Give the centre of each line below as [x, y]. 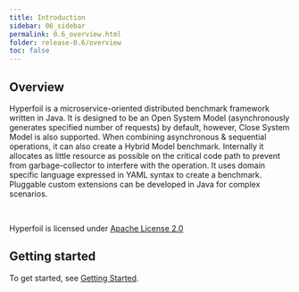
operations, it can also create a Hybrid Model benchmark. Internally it [137, 146]
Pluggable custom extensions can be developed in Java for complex [135, 184]
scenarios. [29, 194]
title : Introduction [48, 17]
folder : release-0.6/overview [66, 42]
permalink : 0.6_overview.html [66, 34]
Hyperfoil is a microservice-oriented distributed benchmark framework [140, 108]
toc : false [29, 51]
